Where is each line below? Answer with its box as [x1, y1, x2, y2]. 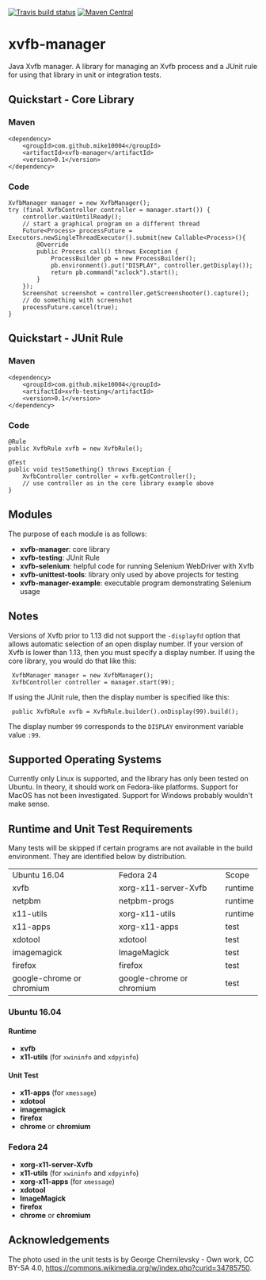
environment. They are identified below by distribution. [8, 852, 188, 862]
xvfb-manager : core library [19, 544, 111, 553]
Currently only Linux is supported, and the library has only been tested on [8, 774, 249, 784]
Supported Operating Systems [8, 753, 162, 766]
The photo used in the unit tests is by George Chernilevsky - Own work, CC [8, 1255, 254, 1264]
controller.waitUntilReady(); [22, 213, 123, 221]
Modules [8, 508, 53, 522]
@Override [36, 241, 69, 249]
